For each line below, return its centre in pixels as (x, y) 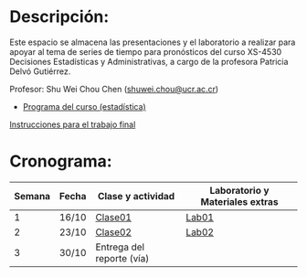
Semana (32, 196)
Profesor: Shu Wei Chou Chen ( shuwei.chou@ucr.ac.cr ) (114, 89)
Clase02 (114, 232)
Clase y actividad (136, 196)
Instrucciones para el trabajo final (73, 124)
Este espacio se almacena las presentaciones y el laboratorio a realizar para (153, 42)
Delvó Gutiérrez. (40, 71)
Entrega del (120, 247)
